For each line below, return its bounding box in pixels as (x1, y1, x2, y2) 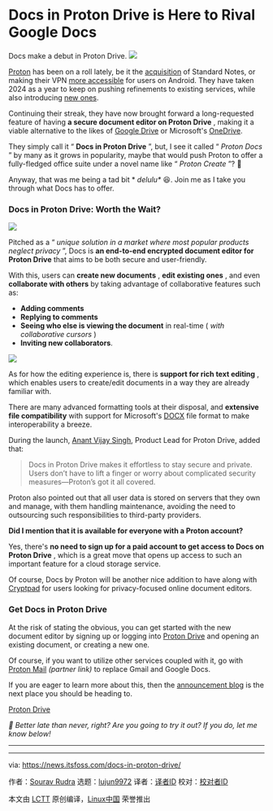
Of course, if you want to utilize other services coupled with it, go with (8, 655, 244, 665)
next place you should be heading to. (8, 688, 132, 698)
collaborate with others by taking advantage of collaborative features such (8, 279, 262, 289)
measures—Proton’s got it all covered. (28, 477, 156, 487)
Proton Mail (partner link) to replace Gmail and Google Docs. (8, 664, 211, 673)
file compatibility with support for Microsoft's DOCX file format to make (8, 411, 250, 421)
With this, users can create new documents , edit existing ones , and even (8, 270, 261, 280)
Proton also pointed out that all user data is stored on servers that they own (8, 493, 261, 502)
